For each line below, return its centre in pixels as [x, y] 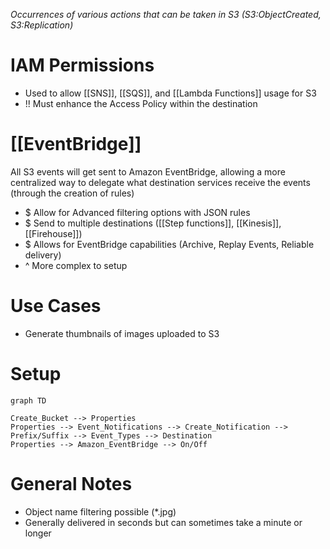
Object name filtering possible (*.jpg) [100, 511]
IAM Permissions [82, 65]
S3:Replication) [42, 25]
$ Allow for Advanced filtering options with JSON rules [137, 212]
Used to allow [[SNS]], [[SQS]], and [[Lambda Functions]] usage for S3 [170, 93]
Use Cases [56, 306]
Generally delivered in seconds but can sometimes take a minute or [163, 522]
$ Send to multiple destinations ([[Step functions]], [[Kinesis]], [153, 223]
